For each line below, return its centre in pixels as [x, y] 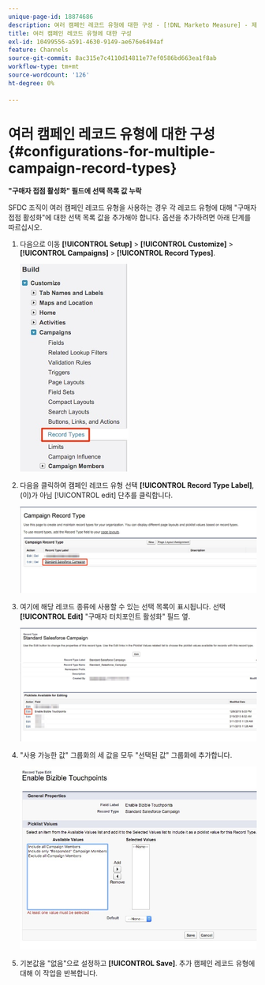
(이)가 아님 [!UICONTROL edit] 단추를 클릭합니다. [96, 495]
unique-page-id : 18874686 [50, 17]
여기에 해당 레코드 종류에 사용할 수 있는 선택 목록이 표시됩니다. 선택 [123, 607]
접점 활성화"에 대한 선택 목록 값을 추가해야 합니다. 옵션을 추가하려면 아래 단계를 [129, 218]
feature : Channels [38, 50]
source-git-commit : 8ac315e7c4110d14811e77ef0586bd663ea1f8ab [112, 58]
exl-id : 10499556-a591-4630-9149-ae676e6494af [86, 42]
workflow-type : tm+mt [44, 67]
